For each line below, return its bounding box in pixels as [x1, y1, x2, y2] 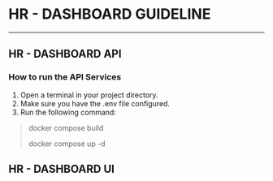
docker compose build [28, 123, 104, 132]
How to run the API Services [8, 71, 122, 83]
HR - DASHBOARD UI [8, 162, 115, 176]
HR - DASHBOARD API [8, 47, 122, 61]
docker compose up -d [28, 139, 106, 149]
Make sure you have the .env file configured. [19, 98, 171, 108]
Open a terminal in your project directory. [19, 90, 158, 100]
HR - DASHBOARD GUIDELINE [8, 5, 211, 24]
